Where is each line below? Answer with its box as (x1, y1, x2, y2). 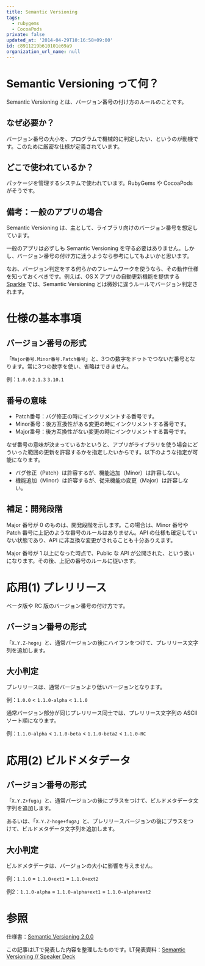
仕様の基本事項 (6, 312, 82, 326)
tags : (6, 15, 20, 21)
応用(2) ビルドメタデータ (6, 754, 131, 767)
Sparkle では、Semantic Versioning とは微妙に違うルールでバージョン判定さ (6, 281, 198, 288)
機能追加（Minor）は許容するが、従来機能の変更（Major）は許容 (15, 476, 178, 484)
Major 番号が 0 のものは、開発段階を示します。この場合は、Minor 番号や (6, 521, 189, 528)
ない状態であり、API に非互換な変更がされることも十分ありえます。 (6, 536, 176, 543)
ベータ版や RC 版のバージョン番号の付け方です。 (6, 602, 129, 609)
